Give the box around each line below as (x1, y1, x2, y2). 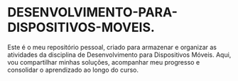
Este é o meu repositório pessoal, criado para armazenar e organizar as (7, 43, 217, 51)
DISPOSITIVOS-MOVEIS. (7, 19, 155, 36)
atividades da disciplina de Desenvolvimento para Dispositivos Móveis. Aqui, (7, 50, 232, 59)
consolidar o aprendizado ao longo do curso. (7, 65, 139, 74)
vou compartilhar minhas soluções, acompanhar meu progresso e (7, 58, 200, 66)
